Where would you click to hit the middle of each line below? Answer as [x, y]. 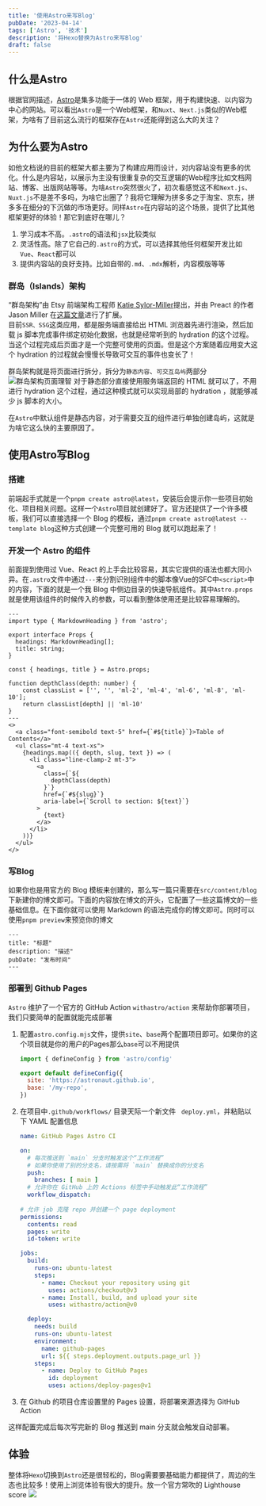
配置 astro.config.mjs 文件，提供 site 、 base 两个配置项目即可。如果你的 [135, 1034]
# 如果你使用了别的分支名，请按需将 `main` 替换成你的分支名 [116, 1165]
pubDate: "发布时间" [40, 960]
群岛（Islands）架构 [47, 286]
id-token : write [54, 1239]
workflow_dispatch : [59, 1195]
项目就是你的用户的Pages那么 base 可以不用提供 [103, 1044]
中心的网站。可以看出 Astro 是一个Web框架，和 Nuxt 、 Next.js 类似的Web [124, 109]
